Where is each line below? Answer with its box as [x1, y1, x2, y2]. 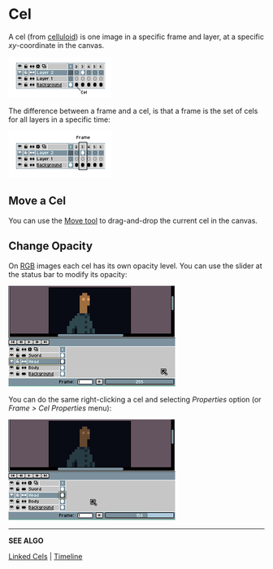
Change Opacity [8, 239, 93, 253]
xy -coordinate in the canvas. [8, 40, 105, 50]
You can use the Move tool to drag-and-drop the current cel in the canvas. [8, 215, 258, 225]
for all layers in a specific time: [8, 115, 111, 124]
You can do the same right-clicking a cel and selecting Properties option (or [8, 394, 262, 404]
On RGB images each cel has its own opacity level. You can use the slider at [8, 261, 262, 271]
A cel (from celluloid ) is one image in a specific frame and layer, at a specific [8, 32, 264, 41]
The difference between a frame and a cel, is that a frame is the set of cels [8, 106, 258, 115]
